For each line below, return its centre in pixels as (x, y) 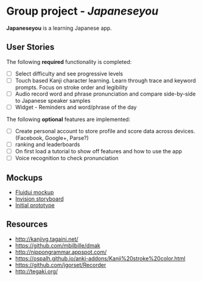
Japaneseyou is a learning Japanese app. (59, 28)
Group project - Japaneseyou (82, 11)
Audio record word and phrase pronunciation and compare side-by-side (105, 94)
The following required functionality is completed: (69, 61)
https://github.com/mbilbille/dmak (57, 245)
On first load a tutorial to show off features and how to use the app (99, 151)
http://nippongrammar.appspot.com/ (61, 252)
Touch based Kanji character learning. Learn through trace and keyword (106, 80)
